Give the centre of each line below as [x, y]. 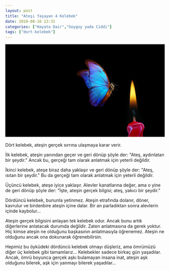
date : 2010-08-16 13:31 [30, 21]
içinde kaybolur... [23, 211]
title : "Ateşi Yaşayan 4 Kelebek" [42, 16]
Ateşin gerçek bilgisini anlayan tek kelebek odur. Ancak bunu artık [74, 221]
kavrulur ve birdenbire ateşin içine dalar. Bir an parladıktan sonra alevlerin [82, 206]
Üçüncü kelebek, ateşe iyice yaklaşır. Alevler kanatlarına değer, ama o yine [83, 185]
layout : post [19, 11]
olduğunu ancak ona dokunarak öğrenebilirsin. [54, 237]
